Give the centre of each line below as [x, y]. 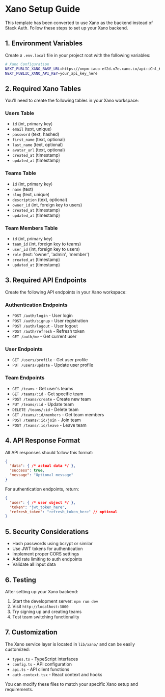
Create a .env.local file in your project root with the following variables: [78, 55]
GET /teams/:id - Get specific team [48, 394]
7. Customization [31, 632]
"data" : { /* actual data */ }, [43, 466]
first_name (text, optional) [39, 140]
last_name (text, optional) [37, 145]
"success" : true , [27, 470]
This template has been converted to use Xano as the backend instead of [79, 23]
